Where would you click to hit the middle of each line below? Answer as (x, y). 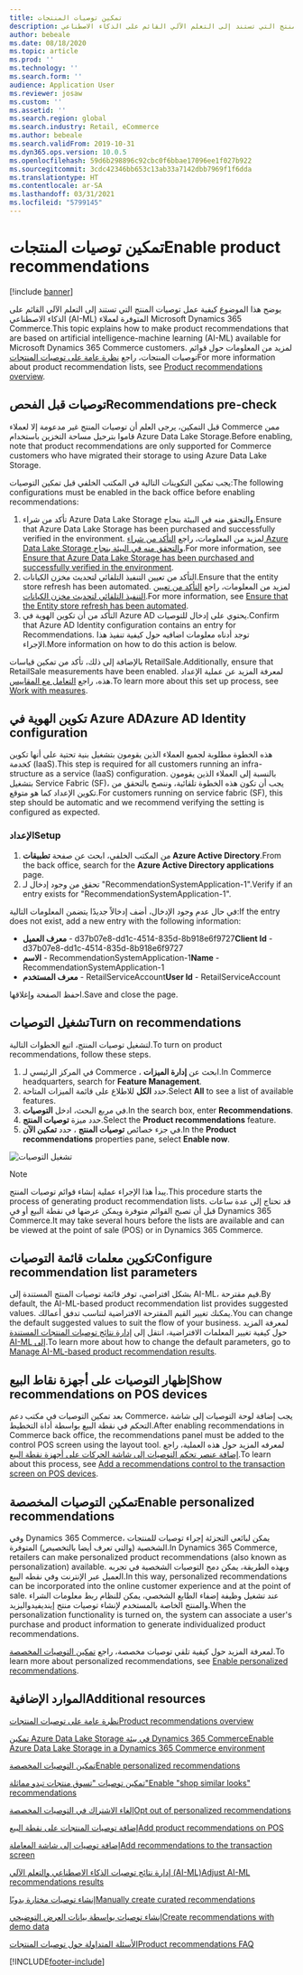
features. (39, 1100)
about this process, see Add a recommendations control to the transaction (147, 1464)
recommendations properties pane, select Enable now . (126, 1139)
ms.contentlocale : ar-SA (56, 186)
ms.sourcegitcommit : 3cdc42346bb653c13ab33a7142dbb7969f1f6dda (131, 169)
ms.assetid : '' (38, 110)
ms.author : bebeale (46, 136)
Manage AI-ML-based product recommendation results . (113, 1351)
